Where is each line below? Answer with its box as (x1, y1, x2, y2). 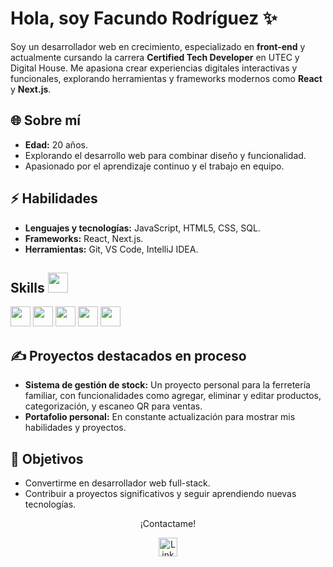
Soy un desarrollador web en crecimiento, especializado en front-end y (10, 40, 306, 52)
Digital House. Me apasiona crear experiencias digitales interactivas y (10, 62, 298, 74)
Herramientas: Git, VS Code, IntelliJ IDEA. (24, 243, 199, 255)
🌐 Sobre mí (10, 112, 82, 129)
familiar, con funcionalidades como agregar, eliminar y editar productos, (24, 390, 322, 402)
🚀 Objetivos (10, 450, 84, 467)
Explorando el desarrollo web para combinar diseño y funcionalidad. (24, 149, 307, 161)
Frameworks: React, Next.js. (24, 232, 144, 244)
